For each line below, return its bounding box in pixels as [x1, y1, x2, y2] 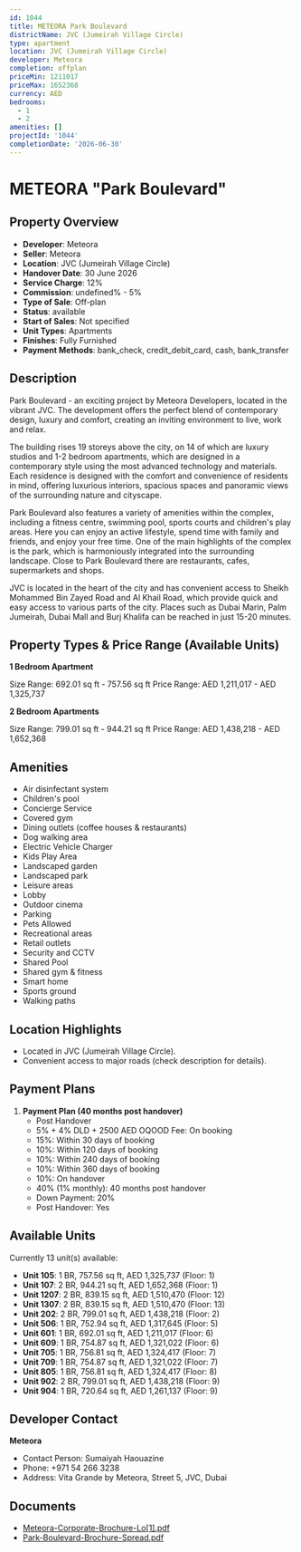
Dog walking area [22, 832, 89, 843]
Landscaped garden [22, 861, 98, 872]
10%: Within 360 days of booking [35, 1163, 160, 1174]
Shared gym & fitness [22, 967, 103, 978]
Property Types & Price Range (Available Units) [9, 637, 280, 652]
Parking [22, 909, 52, 920]
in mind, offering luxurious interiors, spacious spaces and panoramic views [9, 479, 289, 490]
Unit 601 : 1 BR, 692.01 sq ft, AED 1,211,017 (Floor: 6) [22, 1327, 214, 1338]
